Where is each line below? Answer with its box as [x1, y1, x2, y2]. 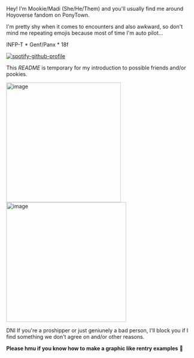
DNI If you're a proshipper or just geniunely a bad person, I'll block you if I [6, 327, 189, 334]
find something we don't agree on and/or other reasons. [6, 333, 145, 340]
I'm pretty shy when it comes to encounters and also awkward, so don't [6, 23, 183, 30]
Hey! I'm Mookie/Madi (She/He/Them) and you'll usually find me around [6, 5, 184, 12]
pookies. [6, 71, 28, 77]
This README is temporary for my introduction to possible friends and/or [6, 64, 187, 71]
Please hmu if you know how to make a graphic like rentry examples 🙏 [6, 345, 184, 352]
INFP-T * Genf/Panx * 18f [6, 41, 69, 48]
